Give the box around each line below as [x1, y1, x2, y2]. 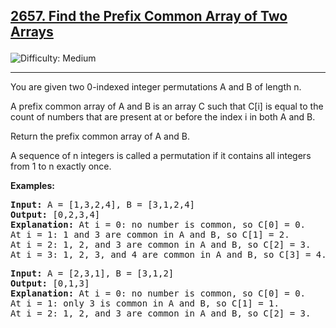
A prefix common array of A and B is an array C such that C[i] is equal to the [10, 100, 324, 113]
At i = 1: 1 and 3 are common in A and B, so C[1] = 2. [10, 229, 290, 241]
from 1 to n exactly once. [10, 160, 112, 173]
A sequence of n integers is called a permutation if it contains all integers [10, 150, 312, 162]
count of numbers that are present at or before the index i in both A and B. [10, 111, 316, 123]
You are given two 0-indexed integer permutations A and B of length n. [10, 81, 302, 93]
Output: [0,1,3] [10, 278, 90, 289]
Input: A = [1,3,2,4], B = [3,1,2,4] [10, 199, 196, 211]
